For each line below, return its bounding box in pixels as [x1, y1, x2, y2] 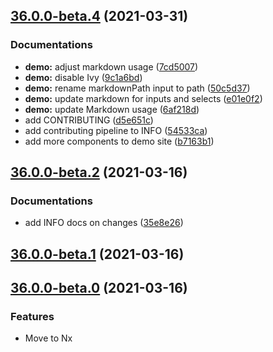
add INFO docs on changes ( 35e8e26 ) [24, 217, 184, 229]
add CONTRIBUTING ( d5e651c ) [24, 114, 154, 126]
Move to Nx [24, 332, 73, 344]
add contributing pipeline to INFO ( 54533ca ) [24, 124, 208, 136]
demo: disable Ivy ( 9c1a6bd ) [24, 71, 143, 83]
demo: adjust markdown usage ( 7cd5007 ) [24, 60, 199, 73]
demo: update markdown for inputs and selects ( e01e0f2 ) [24, 92, 263, 104]
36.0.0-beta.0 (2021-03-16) [10, 280, 188, 297]
